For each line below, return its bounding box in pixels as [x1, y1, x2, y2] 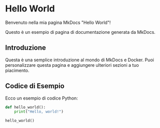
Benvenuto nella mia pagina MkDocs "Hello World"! [5, 19, 111, 25]
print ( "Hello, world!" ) [14, 109, 64, 115]
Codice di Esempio [5, 82, 65, 90]
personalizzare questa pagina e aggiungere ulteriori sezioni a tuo [5, 62, 139, 68]
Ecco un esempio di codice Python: [5, 95, 78, 101]
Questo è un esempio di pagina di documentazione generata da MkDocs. [5, 29, 156, 35]
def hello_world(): [5, 105, 46, 110]
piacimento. [5, 67, 29, 73]
